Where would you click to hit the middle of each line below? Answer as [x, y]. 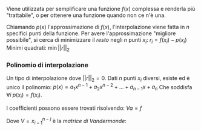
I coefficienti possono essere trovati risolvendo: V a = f [74, 108]
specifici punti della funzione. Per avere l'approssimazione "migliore [91, 33]
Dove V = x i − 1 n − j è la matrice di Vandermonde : [67, 121]
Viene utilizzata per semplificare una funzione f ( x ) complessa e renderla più [101, 9]
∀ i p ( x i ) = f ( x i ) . [24, 95]
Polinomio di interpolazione [48, 65]
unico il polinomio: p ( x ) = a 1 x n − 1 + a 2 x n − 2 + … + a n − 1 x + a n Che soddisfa [99, 87]
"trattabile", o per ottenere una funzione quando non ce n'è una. [86, 15]
